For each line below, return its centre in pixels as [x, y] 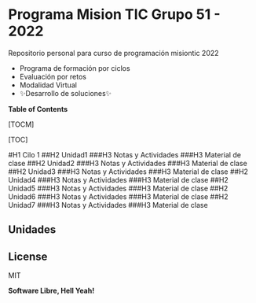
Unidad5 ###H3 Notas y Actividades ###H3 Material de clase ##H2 [118, 188]
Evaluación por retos [53, 76]
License [28, 256]
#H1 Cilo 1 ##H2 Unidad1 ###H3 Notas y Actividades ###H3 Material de [125, 154]
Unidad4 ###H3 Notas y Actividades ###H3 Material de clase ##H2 [119, 179]
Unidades [32, 230]
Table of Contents [38, 109]
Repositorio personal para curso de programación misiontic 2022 [113, 53]
